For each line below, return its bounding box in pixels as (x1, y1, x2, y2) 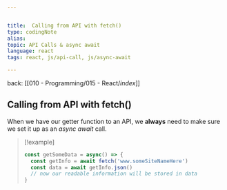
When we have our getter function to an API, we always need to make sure (7, 117, 221, 125)
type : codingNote (7, 28, 57, 35)
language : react (7, 47, 54, 55)
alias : (7, 35, 26, 42)
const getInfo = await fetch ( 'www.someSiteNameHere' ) (30, 158, 188, 165)
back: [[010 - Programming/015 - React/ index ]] (7, 79, 140, 87)
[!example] (23, 138, 55, 146)
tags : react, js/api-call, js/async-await (7, 54, 131, 61)
